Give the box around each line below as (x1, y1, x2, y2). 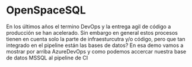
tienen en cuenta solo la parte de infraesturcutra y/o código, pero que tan (6, 35, 185, 42)
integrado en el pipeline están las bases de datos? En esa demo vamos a (6, 42, 184, 49)
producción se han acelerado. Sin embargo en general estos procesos (6, 29, 178, 36)
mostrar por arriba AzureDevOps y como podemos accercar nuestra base (6, 48, 187, 55)
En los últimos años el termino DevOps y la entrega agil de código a (6, 23, 171, 30)
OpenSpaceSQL (6, 4, 86, 17)
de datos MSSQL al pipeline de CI (6, 54, 88, 61)
